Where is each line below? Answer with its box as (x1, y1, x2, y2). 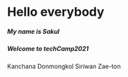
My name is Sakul (7, 27, 60, 35)
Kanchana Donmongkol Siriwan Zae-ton (7, 62, 121, 70)
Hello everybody (7, 4, 105, 20)
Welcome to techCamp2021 (7, 45, 89, 53)
